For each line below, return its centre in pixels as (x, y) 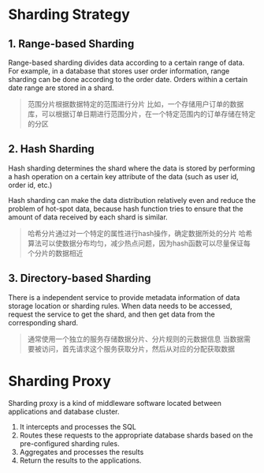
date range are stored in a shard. (61, 88)
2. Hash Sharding (51, 149)
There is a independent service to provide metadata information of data (124, 297)
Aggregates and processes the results (82, 452)
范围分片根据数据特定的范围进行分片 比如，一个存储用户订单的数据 (136, 104)
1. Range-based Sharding (71, 44)
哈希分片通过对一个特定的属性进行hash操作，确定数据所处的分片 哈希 (140, 233)
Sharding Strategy (69, 15)
